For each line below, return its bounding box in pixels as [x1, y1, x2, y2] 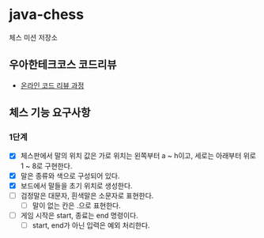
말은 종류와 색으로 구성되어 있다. [20, 171, 120, 180]
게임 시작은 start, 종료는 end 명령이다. [20, 210, 139, 220]
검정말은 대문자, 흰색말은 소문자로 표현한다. [20, 191, 154, 200]
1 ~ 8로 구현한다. [20, 161, 73, 171]
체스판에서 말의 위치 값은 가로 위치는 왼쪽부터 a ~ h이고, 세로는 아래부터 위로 [20, 151, 256, 161]
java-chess [9, 6, 85, 24]
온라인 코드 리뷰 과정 [20, 81, 85, 90]
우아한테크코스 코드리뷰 [9, 58, 117, 72]
